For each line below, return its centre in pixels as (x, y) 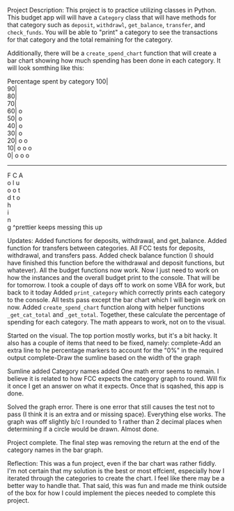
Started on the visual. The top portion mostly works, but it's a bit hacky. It (112, 336)
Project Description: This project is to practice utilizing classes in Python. (112, 10)
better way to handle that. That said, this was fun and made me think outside (117, 486)
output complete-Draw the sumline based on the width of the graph (104, 357)
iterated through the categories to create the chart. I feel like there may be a (116, 478)
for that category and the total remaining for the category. (90, 40)
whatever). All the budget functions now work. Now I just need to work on (113, 270)
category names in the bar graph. (55, 450)
